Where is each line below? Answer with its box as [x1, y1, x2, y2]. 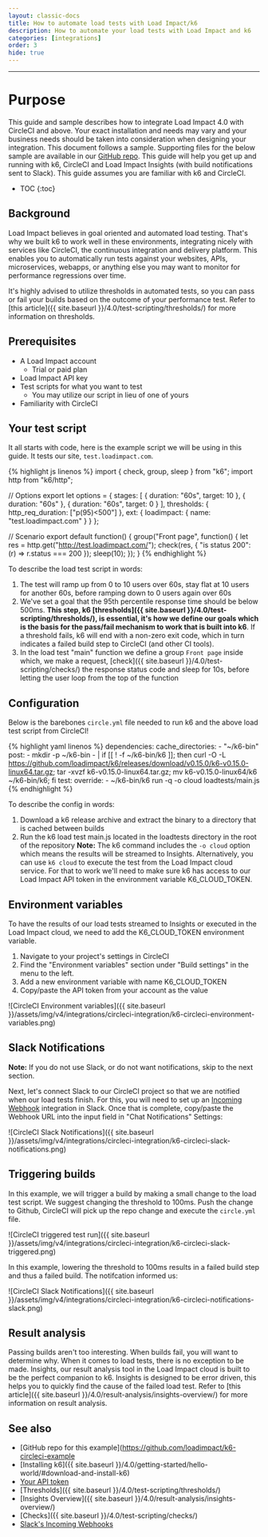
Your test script [8, 421, 87, 435]
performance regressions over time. [8, 270, 127, 280]
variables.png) [8, 1018, 56, 1028]
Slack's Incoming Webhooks [19, 1519, 114, 1529]
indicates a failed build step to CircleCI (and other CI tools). [19, 639, 215, 649]
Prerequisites [8, 335, 77, 349]
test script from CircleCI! [8, 726, 89, 736]
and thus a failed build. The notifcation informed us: [8, 1271, 178, 1280]
